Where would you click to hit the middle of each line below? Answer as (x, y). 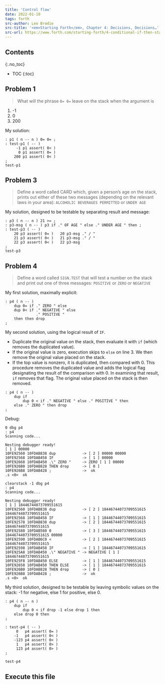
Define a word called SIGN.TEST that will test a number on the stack (84, 278)
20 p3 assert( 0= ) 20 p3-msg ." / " (55, 234)
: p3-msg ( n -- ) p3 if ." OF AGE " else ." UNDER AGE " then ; (73, 225)
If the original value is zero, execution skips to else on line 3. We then (82, 352)
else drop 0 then (32, 614)
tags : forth (17, 19)
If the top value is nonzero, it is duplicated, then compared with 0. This (83, 363)
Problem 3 (21, 180)
